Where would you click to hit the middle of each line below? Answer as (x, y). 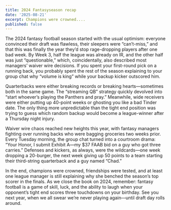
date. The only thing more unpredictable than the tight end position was (81, 108)
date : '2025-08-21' (26, 15)
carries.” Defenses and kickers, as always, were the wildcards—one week (83, 150)
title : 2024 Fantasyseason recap (41, 10)
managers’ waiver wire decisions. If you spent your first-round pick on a (81, 66)
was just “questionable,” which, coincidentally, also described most (76, 60)
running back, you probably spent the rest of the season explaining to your (84, 71)
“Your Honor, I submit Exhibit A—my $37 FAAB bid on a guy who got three (83, 145)
